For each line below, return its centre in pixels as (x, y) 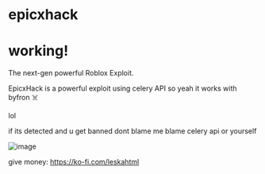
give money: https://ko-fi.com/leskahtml (74, 162)
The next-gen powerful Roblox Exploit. (71, 73)
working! (38, 51)
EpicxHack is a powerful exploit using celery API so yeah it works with (123, 88)
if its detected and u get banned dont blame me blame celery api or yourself (132, 131)
